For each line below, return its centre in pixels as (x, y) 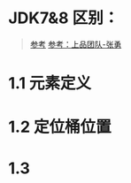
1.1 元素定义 (50, 84)
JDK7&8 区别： (64, 18)
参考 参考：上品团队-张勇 (76, 44)
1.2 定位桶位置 (60, 127)
